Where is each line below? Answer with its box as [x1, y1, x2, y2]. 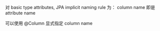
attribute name [5, 10, 36, 16]
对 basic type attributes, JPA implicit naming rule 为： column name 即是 [5, 4, 155, 10]
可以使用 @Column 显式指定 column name [5, 20, 93, 26]
